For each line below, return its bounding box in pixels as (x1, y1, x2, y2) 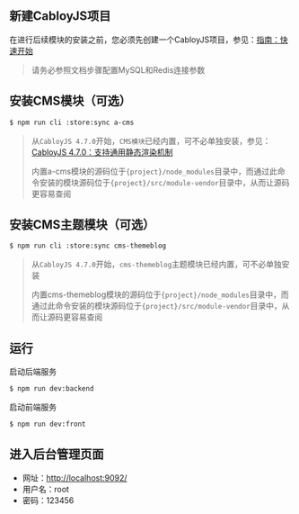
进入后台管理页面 (9, 446, 104, 462)
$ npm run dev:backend (9, 384, 94, 393)
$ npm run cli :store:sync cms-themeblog (9, 241, 167, 250)
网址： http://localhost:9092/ (22, 472, 128, 483)
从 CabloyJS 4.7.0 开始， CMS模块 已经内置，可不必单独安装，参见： (31, 135, 271, 146)
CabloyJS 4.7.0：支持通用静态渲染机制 (31, 147, 173, 158)
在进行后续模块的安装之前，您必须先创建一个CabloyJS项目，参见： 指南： (9, 34, 281, 45)
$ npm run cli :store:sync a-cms (9, 118, 135, 127)
